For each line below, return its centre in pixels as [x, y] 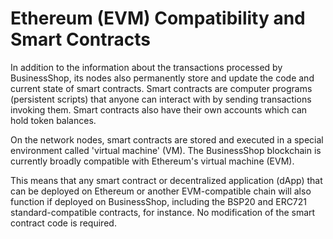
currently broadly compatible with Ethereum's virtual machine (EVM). [152, 161]
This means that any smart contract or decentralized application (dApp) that [166, 180]
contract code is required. [63, 223]
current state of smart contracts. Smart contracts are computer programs [161, 88]
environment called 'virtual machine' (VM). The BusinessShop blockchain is [166, 150]
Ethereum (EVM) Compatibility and [158, 18]
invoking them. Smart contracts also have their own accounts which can [159, 109]
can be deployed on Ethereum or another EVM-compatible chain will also [161, 191]
